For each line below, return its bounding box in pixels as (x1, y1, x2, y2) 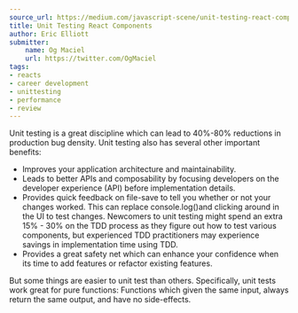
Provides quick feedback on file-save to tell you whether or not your (21, 192, 271, 203)
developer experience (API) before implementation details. (21, 183, 236, 193)
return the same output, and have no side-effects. (9, 294, 192, 305)
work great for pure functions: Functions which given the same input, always (9, 285, 289, 295)
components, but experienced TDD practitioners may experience (21, 230, 260, 240)
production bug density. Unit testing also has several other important (9, 137, 261, 148)
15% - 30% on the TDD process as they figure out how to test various (21, 221, 277, 231)
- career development (9, 79, 90, 88)
